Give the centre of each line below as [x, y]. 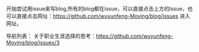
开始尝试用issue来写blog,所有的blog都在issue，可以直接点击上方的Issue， [97, 9]
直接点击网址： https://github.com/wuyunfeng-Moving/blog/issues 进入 [103, 16]
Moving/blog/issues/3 [33, 43]
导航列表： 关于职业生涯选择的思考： [51, 36]
